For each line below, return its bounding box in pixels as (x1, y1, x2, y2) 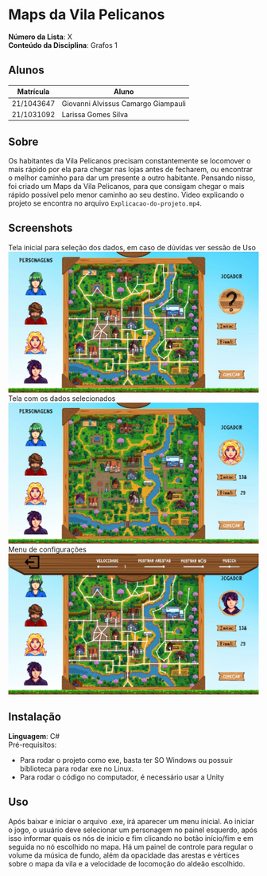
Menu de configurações (8, 544, 87, 554)
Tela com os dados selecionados (8, 393, 116, 403)
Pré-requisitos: (8, 740, 57, 749)
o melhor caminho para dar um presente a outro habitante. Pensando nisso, (8, 173, 256, 183)
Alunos (8, 64, 45, 77)
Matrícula (17, 87, 50, 96)
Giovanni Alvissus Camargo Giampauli (61, 98, 187, 108)
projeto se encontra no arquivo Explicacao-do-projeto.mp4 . (8, 198, 203, 208)
